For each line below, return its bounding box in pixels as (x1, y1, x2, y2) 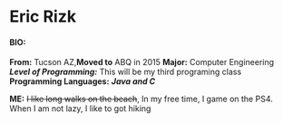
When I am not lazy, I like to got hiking (9, 103, 151, 114)
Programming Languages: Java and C (9, 76, 156, 87)
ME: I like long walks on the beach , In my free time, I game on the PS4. (9, 93, 274, 105)
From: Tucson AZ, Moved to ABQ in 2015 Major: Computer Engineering (9, 57, 275, 68)
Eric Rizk (9, 6, 77, 27)
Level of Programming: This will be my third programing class (9, 66, 242, 78)
